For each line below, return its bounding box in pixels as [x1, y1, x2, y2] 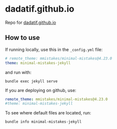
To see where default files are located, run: [5, 110, 92, 116]
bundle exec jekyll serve [5, 79, 58, 84]
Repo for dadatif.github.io [5, 19, 57, 25]
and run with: [5, 69, 32, 75]
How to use [5, 34, 40, 42]
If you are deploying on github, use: [5, 87, 77, 93]
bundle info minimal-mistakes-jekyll [5, 119, 82, 125]
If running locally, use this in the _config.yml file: [5, 46, 103, 52]
